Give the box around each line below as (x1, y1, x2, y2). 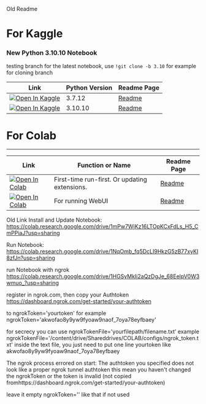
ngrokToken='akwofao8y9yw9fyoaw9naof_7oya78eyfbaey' (6, 316, 156, 324)
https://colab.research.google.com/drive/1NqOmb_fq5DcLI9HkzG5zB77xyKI (6, 248, 199, 255)
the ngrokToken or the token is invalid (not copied (6, 373, 132, 380)
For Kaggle (6, 27, 63, 41)
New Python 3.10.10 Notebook (6, 49, 97, 57)
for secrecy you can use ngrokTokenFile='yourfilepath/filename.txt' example (6, 328, 199, 335)
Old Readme (6, 6, 38, 12)
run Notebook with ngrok (6, 266, 69, 274)
